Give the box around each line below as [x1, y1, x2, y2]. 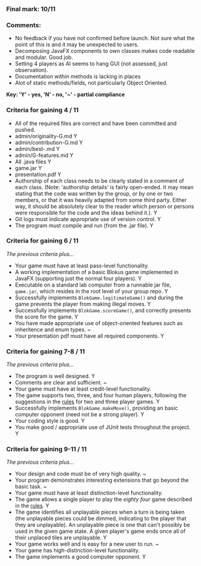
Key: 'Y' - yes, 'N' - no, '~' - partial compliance [6, 91, 125, 98]
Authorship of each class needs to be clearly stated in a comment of [14, 177, 184, 184]
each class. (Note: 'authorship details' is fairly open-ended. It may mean [14, 183, 194, 190]
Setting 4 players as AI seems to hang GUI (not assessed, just [14, 60, 168, 67]
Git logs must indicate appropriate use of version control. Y [14, 215, 161, 222]
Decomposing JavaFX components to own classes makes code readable [14, 47, 195, 55]
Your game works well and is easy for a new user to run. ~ [14, 540, 159, 548]
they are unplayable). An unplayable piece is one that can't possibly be [14, 522, 190, 529]
